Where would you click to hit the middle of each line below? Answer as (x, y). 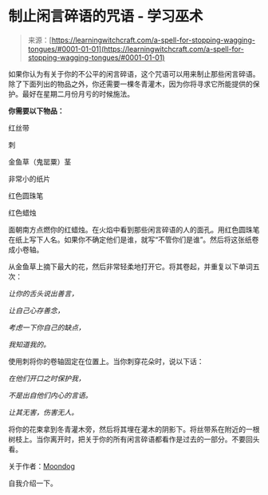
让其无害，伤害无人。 (43, 412)
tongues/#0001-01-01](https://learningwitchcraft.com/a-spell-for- (136, 49)
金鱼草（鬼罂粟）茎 (40, 161)
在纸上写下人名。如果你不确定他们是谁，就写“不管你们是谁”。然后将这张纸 (130, 240)
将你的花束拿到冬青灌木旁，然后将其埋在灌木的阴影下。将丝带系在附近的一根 (134, 429)
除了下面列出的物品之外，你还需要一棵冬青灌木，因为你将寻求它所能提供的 (130, 84)
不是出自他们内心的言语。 (50, 395)
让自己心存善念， (36, 310)
